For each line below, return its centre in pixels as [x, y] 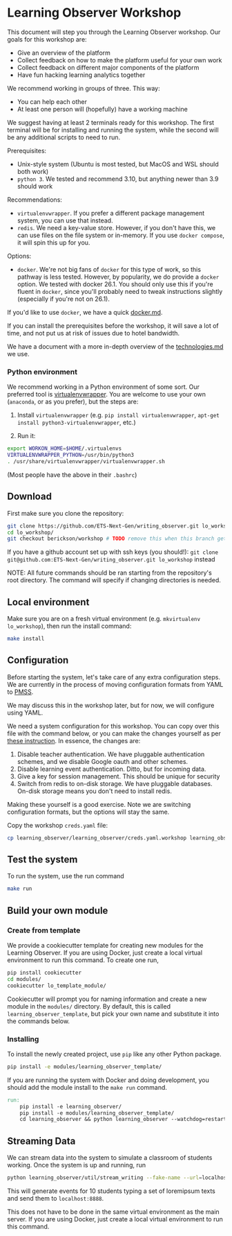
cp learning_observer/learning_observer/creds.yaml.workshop [97, 838]
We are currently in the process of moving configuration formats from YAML [115, 684]
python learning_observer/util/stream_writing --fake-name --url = [105, 1178]
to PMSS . [20, 692]
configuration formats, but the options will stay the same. [88, 812]
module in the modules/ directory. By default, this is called [89, 1006]
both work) [33, 171]
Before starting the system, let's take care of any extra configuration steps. [114, 677]
